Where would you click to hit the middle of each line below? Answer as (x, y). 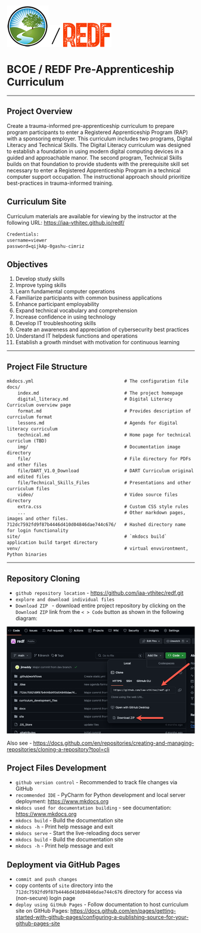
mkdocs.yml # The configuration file (98, 381)
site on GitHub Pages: (42, 911)
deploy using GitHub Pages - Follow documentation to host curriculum (102, 904)
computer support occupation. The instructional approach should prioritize (98, 176)
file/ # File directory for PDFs (104, 459)
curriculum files (28, 489)
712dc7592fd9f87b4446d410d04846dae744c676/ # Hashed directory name (96, 525)
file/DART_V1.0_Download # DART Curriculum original (106, 471)
